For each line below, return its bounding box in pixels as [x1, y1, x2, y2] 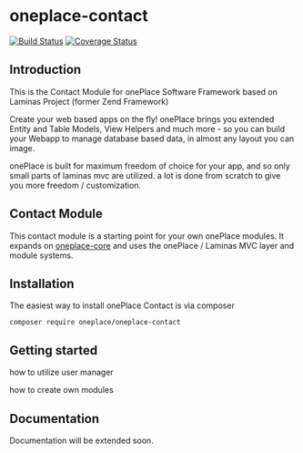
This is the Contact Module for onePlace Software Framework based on [9, 86, 278, 97]
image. [9, 142, 35, 153]
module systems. [9, 250, 74, 261]
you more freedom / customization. [9, 180, 142, 190]
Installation [9, 275, 75, 292]
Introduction [9, 62, 82, 77]
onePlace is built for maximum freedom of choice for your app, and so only [9, 160, 291, 171]
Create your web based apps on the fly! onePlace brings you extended [9, 113, 275, 124]
